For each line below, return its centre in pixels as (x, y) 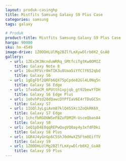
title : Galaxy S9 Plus (38, 151)
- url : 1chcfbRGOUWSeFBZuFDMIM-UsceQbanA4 (55, 118)
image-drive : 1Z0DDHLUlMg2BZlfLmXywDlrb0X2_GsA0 (57, 52)
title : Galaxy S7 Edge (38, 113)
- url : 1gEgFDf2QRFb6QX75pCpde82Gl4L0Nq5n (55, 80)
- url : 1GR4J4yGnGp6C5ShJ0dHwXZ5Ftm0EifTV (55, 137)
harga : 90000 (19, 43)
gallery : (14, 57)
